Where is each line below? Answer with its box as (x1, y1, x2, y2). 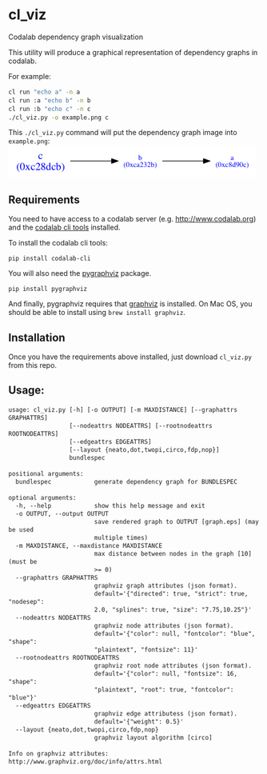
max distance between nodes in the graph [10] (94, 549, 252, 557)
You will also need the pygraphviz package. (8, 269, 152, 278)
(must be (8, 557, 38, 565)
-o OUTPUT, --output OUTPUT (15, 509, 110, 517)
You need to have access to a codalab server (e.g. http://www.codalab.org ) (8, 214, 257, 224)
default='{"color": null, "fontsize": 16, (94, 669, 238, 677)
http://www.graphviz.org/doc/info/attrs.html (8, 757, 162, 765)
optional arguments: (8, 493, 78, 501)
